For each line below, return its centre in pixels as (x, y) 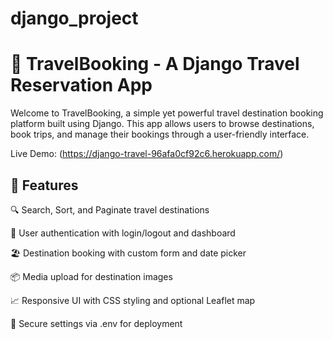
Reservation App (81, 85)
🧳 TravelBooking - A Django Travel (155, 64)
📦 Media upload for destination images (91, 276)
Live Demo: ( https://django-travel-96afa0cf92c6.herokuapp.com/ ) (147, 154)
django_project (74, 18)
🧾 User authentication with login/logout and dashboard (123, 233)
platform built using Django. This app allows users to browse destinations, (162, 124)
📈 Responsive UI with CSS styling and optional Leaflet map (133, 300)
